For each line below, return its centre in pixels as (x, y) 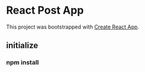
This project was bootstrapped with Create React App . (73, 27)
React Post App (45, 10)
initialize (22, 46)
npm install (23, 62)
